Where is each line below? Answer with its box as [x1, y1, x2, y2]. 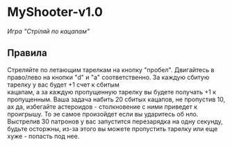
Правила [7, 47, 47, 59]
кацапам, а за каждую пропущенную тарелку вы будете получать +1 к [7, 87, 217, 96]
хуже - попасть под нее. [7, 132, 80, 140]
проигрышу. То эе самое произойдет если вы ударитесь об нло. [7, 110, 199, 118]
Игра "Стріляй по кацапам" [7, 27, 90, 35]
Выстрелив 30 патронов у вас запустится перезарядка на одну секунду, [7, 117, 224, 126]
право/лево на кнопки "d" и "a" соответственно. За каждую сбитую [7, 73, 210, 81]
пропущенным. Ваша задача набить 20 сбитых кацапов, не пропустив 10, [7, 95, 226, 103]
